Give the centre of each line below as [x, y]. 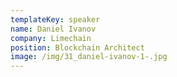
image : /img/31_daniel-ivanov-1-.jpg [89, 57]
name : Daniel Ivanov [53, 29]
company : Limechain [51, 38]
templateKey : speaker [55, 19]
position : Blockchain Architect [77, 47]
